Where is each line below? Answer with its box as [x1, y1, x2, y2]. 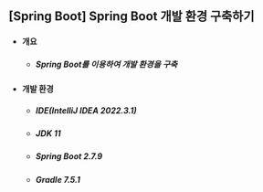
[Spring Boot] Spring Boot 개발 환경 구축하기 [8, 8, 255, 25]
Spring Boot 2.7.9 [35, 151, 103, 162]
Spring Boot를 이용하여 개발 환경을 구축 [35, 59, 178, 69]
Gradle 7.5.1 [35, 174, 81, 185]
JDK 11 [35, 127, 61, 139]
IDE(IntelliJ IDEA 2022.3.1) [35, 104, 138, 116]
